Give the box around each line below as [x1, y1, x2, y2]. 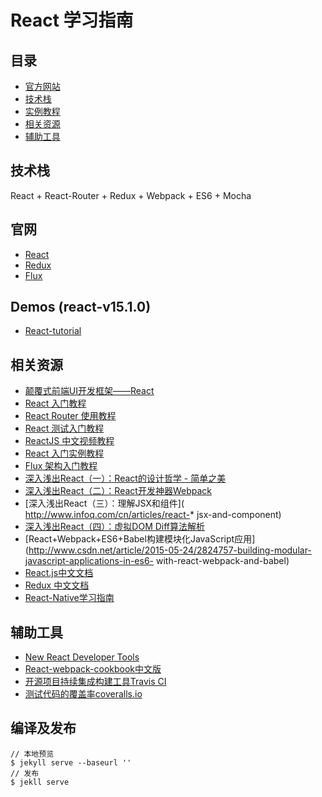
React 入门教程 [24, 397, 87, 410]
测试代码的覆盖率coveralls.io [24, 688, 143, 700]
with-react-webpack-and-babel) [155, 555, 290, 567]
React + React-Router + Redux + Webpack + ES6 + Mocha [10, 189, 252, 201]
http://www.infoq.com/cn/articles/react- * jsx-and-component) [24, 509, 282, 521]
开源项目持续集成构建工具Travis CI [24, 676, 167, 688]
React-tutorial [24, 325, 82, 337]
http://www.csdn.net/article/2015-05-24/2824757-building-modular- [28, 544, 312, 556]
